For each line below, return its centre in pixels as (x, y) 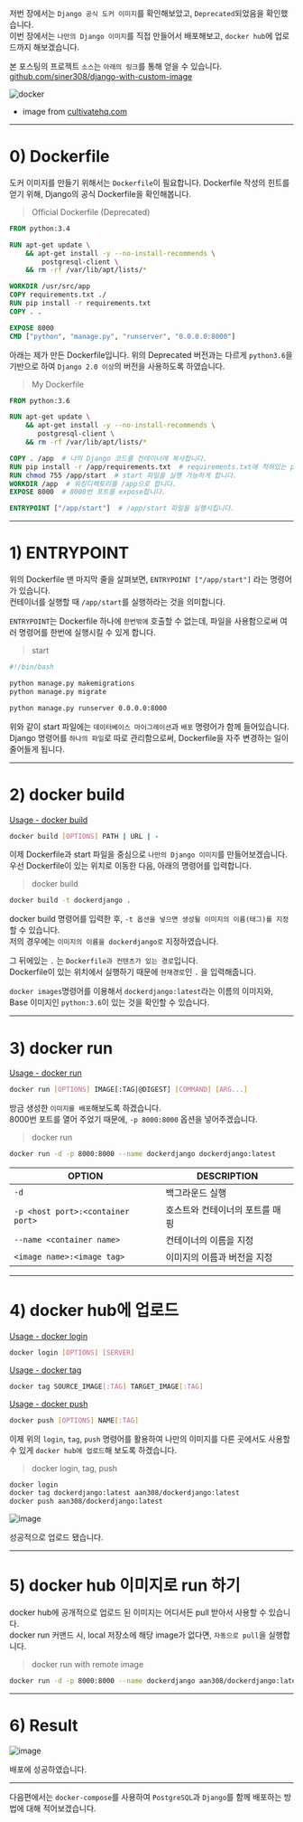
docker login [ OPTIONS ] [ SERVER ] (72, 1352)
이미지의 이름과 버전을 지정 (219, 1257)
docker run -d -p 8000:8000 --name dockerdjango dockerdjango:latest (143, 1154)
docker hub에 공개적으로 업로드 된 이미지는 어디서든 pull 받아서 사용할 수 (138, 1612)
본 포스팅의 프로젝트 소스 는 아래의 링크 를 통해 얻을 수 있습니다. (116, 66)
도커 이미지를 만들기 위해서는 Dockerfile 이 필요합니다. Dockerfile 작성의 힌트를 (150, 183)
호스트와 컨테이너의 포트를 (218, 1210)
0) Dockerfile (60, 157)
